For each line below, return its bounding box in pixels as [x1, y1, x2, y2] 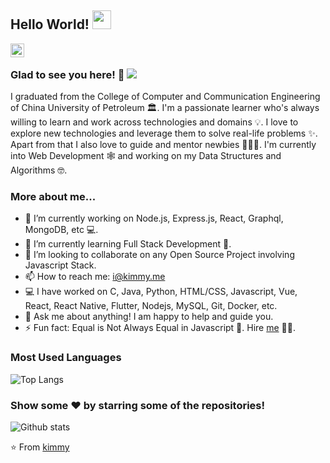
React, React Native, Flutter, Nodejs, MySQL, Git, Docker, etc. [24, 300, 278, 312]
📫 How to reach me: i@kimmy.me [24, 271, 166, 283]
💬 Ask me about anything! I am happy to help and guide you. [24, 311, 274, 323]
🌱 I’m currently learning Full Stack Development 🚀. [24, 238, 232, 250]
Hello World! [10, 16, 90, 33]
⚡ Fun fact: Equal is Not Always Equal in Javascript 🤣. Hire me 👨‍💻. [24, 322, 297, 334]
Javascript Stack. [24, 259, 97, 271]
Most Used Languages [10, 351, 122, 365]
